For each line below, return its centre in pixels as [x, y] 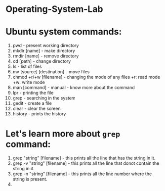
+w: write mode [29, 82]
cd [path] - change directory [42, 61]
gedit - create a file [32, 103]
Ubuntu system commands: [64, 32]
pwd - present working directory [46, 46]
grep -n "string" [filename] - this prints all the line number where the [82, 174]
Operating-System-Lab [54, 9]
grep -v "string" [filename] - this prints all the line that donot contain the [86, 163]
